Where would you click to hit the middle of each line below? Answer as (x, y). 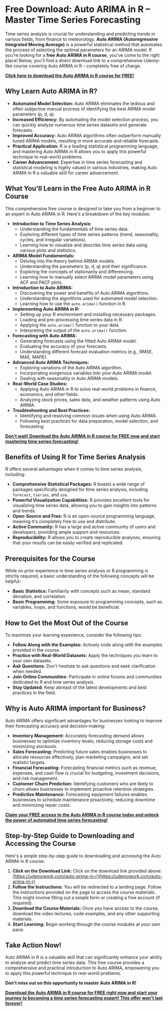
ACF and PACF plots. (41, 282)
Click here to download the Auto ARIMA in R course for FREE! (70, 75)
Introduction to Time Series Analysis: (52, 223)
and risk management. (35, 778)
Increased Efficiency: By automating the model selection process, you (85, 119)
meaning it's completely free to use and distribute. (64, 522)
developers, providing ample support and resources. (66, 532)
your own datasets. (32, 661)
